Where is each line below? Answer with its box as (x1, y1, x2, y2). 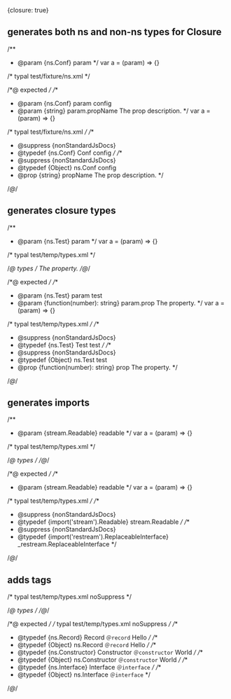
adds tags (7, 574, 52, 586)
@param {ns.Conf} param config (17, 99, 112, 107)
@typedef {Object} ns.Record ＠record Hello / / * (17, 641, 157, 649)
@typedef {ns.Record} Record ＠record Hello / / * (17, 633, 158, 642)
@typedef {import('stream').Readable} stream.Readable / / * (17, 518, 190, 526)
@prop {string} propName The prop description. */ (17, 171, 164, 179)
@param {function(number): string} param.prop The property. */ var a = (17, 298, 225, 307)
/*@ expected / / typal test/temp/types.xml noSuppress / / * (7, 620, 178, 628)
